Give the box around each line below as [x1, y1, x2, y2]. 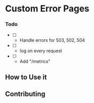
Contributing [5, 90, 46, 99]
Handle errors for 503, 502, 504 [19, 37, 85, 43]
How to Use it [5, 73, 47, 81]
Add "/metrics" [19, 58, 50, 65]
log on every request [19, 48, 62, 54]
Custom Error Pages [5, 3, 90, 14]
